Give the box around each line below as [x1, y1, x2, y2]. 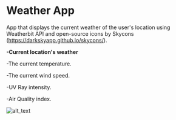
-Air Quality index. [6, 95, 52, 102]
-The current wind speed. [6, 72, 70, 79]
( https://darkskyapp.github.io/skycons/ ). [6, 36, 107, 44]
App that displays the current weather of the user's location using [6, 24, 171, 31]
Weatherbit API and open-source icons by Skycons [6, 30, 135, 37]
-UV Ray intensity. [6, 83, 52, 91]
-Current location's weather [6, 48, 79, 55]
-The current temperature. [6, 60, 72, 67]
